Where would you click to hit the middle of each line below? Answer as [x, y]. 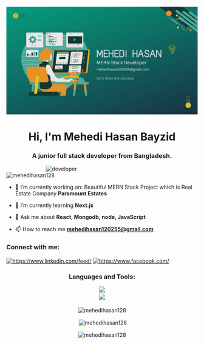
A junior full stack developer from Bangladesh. [102, 155]
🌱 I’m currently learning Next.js [54, 205]
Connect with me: [33, 247]
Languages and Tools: [102, 277]
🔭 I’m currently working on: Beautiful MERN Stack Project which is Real [104, 187]
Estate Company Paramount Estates [61, 193]
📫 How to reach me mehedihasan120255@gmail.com [84, 229]
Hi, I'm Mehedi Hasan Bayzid [102, 137]
